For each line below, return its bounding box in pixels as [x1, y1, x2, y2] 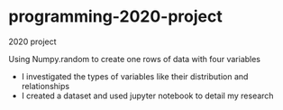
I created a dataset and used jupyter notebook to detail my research [21, 90, 274, 101]
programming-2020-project [8, 6, 223, 27]
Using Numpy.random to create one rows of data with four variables [8, 53, 261, 64]
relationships [21, 80, 69, 91]
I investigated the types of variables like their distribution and [21, 70, 249, 82]
